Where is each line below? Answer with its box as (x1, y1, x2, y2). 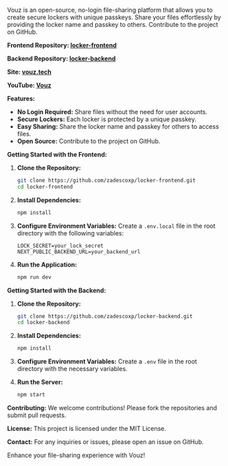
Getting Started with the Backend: (7, 286, 106, 295)
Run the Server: (16, 378, 63, 386)
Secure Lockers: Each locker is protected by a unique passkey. (16, 115, 197, 123)
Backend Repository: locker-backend (7, 54, 116, 63)
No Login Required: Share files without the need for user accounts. (16, 108, 208, 116)
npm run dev (16, 273, 52, 281)
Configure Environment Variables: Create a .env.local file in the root (16, 222, 216, 230)
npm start (16, 392, 46, 399)
